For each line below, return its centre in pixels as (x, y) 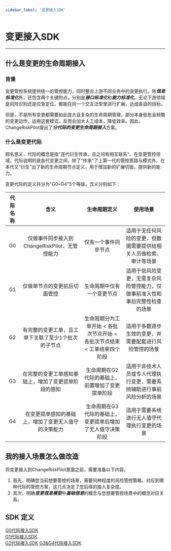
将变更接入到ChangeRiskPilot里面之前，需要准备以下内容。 (67, 470)
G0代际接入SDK (22, 531)
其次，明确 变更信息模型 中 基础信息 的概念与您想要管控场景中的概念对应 (86, 493)
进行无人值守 (141, 418)
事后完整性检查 (144, 301)
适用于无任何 (141, 231)
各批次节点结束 (102, 341)
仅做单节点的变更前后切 (50, 286)
